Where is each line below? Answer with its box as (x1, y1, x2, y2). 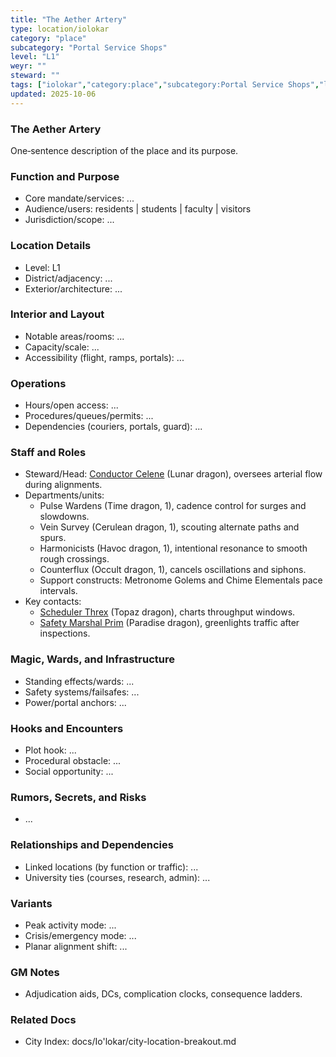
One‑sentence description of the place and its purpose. (10, 144, 239, 156)
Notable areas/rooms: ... (24, 330, 125, 342)
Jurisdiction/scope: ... (24, 214, 115, 226)
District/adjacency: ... (24, 272, 113, 284)
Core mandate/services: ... (24, 192, 135, 205)
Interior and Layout (10, 307, 105, 321)
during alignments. (24, 479, 103, 491)
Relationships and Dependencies (10, 838, 174, 852)
